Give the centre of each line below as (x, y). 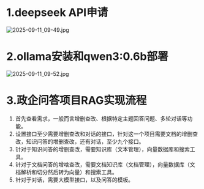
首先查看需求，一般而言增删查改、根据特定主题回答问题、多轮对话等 (101, 118)
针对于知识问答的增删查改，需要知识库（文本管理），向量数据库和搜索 (102, 149)
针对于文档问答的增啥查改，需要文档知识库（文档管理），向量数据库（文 (105, 164)
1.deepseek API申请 (57, 13)
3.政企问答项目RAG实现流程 (77, 101)
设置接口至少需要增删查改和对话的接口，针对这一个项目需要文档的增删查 (106, 134)
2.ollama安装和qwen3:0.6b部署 (87, 57)
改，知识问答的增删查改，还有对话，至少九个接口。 (80, 141)
